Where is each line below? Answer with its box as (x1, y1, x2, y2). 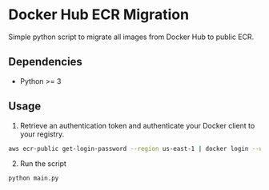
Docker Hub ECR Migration (8, 6, 190, 24)
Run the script (19, 159, 66, 168)
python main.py (8, 174, 59, 183)
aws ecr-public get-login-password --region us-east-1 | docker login (8, 144, 249, 152)
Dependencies (8, 55, 82, 69)
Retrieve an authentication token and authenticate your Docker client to (19, 121, 255, 130)
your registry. (19, 129, 65, 139)
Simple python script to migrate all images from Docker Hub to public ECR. (8, 32, 255, 42)
